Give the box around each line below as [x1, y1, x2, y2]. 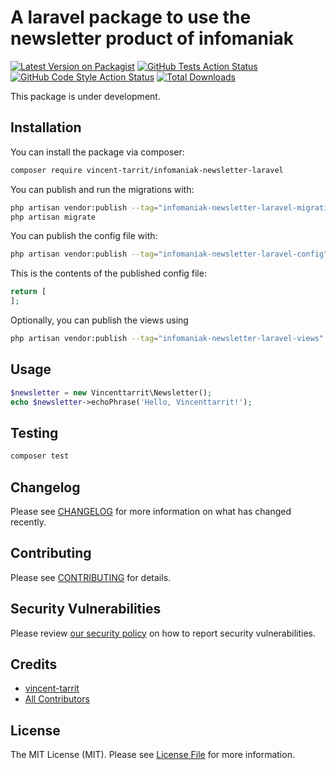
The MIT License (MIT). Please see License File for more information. [10, 749, 295, 761]
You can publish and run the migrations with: [10, 183, 195, 195]
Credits [10, 656, 58, 673]
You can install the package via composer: [10, 146, 185, 158]
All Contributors [24, 693, 90, 705]
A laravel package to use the [10, 6, 252, 29]
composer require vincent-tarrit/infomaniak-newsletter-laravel [10, 165, 284, 175]
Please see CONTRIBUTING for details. [10, 571, 172, 583]
